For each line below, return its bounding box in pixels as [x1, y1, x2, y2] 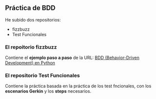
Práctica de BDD [5, 4, 56, 12]
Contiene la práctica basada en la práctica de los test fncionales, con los [5, 83, 152, 89]
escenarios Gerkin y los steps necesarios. [5, 88, 91, 94]
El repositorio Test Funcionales [5, 72, 80, 79]
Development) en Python [5, 60, 55, 66]
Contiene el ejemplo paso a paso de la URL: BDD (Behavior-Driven [5, 55, 139, 60]
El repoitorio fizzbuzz [5, 43, 57, 50]
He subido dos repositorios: [5, 17, 61, 22]
